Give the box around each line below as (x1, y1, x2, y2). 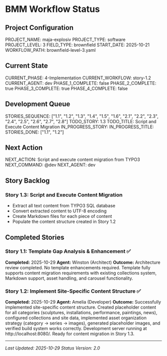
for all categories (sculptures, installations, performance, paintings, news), (5, 310, 158, 316)
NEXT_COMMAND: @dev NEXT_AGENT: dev (5, 162, 96, 168)
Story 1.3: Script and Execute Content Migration (5, 191, 123, 198)
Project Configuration (5, 23, 74, 32)
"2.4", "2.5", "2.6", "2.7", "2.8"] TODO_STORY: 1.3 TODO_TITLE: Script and (5, 118, 157, 124)
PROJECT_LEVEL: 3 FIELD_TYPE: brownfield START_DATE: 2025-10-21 (5, 42, 150, 48)
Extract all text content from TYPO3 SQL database (12, 203, 116, 209)
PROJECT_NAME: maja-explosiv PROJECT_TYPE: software (5, 36, 126, 42)
